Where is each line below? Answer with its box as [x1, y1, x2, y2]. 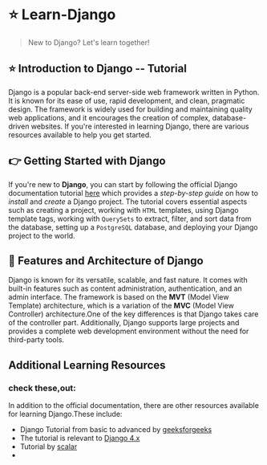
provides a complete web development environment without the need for [8, 326, 249, 337]
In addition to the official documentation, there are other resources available [8, 401, 259, 410]
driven [8, 121, 30, 131]
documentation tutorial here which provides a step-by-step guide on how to [8, 188, 259, 198]
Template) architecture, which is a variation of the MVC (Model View [8, 301, 234, 311]
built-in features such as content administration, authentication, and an [8, 283, 242, 293]
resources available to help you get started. [8, 129, 152, 140]
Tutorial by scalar [19, 442, 78, 451]
